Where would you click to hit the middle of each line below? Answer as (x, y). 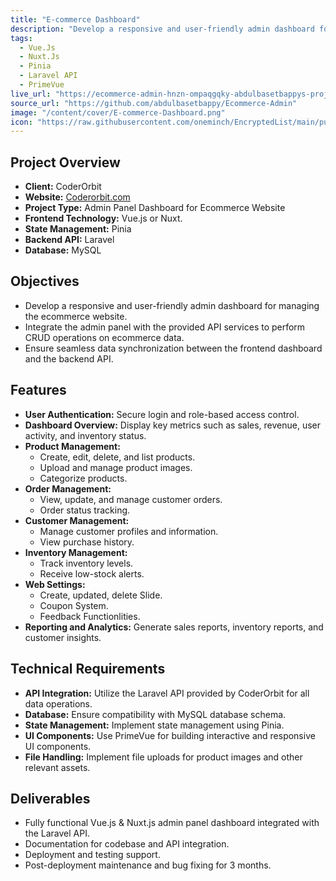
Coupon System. (74, 605)
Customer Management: (77, 520)
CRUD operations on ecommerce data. (104, 337)
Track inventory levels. (86, 563)
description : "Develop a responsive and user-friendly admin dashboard (162, 29)
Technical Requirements (88, 669)
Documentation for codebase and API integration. (127, 844)
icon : (21, 122)
